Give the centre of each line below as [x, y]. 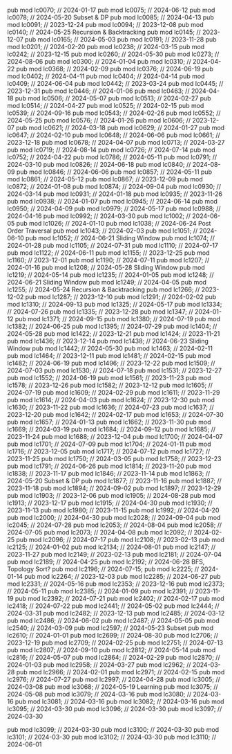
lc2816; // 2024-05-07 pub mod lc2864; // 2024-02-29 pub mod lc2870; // [114, 657]
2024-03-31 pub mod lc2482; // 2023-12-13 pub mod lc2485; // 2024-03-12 [116, 613]
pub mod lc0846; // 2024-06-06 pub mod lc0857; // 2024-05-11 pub [114, 172]
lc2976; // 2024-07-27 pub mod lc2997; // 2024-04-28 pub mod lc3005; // [114, 679]
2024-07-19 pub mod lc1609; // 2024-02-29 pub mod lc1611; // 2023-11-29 [114, 393]
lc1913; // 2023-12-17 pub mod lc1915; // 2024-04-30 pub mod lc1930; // [110, 503]
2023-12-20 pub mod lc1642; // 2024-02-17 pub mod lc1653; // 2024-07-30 [116, 414]
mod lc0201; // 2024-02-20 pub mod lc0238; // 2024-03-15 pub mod [106, 47]
